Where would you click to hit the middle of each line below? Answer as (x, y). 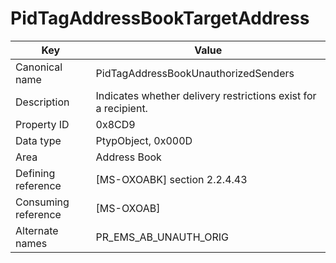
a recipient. (121, 108)
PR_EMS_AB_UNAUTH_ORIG (162, 237)
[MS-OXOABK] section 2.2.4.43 (171, 179)
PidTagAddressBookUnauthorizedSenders (195, 73)
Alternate (37, 230)
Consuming (42, 202)
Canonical (39, 67)
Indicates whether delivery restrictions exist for (206, 95)
